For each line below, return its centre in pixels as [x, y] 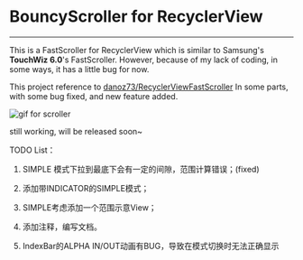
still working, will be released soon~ [76, 131]
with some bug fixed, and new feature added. [94, 96]
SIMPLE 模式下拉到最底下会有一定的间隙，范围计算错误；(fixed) [141, 169]
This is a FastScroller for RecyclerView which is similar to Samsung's [137, 50]
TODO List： [32, 150]
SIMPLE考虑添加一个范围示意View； [89, 207]
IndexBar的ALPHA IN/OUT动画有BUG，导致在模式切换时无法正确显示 [151, 246]
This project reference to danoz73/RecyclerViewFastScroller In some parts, [149, 87]
